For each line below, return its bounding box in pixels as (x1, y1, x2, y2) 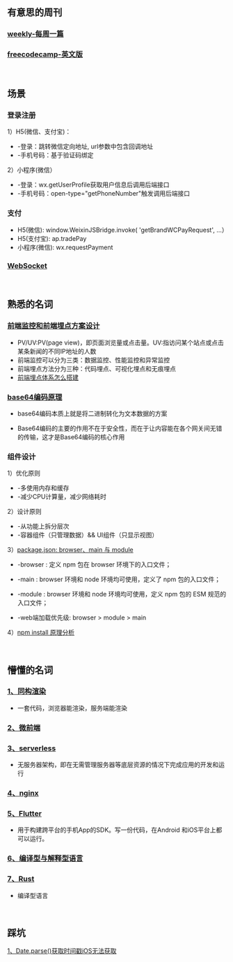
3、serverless (7, 743, 56, 753)
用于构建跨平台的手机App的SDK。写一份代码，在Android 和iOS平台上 (17, 826, 217, 834)
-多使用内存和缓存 (17, 484, 70, 492)
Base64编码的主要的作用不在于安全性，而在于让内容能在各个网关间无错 (17, 424, 223, 432)
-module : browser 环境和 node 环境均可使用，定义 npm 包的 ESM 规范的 (17, 590, 227, 599)
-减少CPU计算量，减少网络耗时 (17, 493, 106, 501)
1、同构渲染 (7, 686, 47, 696)
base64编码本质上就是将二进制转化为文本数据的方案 (17, 409, 168, 418)
